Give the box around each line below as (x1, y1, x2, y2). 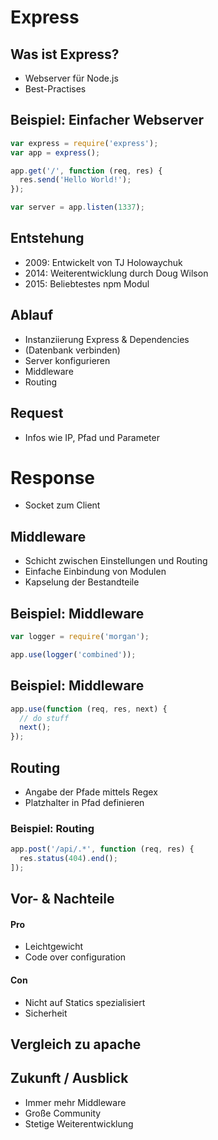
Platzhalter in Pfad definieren (24, 796, 145, 808)
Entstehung (10, 230, 85, 247)
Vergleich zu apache (10, 1036, 142, 1053)
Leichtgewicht (24, 941, 84, 953)
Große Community (24, 1107, 102, 1119)
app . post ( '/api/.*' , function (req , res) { (10, 844, 195, 855)
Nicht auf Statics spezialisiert (24, 996, 146, 1008)
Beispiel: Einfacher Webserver (10, 112, 205, 129)
